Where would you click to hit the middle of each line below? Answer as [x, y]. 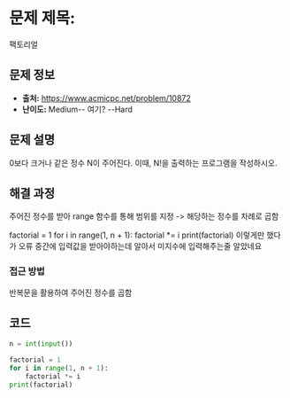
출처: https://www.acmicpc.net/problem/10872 [107, 98]
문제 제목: [42, 18]
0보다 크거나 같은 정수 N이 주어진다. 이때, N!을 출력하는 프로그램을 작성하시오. [143, 163]
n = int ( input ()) [41, 344]
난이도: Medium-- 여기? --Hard [77, 109]
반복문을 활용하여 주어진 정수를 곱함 [71, 293]
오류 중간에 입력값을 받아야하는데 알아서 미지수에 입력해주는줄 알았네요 [140, 246]
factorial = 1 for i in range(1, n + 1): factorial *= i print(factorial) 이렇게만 [137, 235]
